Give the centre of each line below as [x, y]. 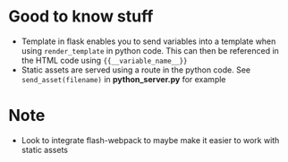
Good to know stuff [81, 17]
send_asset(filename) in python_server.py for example [123, 79]
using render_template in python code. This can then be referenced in [150, 50]
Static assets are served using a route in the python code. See [136, 70]
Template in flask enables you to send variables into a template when [148, 41]
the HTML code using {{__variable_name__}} [104, 60]
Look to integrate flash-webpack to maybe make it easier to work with [150, 140]
